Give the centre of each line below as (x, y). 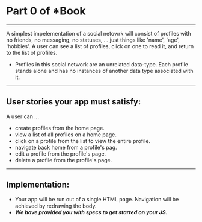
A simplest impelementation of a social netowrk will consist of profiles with (99, 33)
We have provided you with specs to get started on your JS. (91, 212)
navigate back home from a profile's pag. (66, 147)
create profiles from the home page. (60, 128)
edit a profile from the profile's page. (60, 154)
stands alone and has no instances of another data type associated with (104, 71)
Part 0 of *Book (46, 11)
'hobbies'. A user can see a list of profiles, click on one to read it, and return (100, 46)
